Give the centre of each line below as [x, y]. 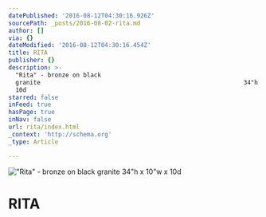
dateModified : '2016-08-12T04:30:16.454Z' [80, 45]
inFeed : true [30, 105]
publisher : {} [32, 61]
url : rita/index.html [44, 127]
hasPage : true [32, 112]
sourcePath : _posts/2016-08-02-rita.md [74, 23]
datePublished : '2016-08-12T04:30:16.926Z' [82, 16]
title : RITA [28, 53]
